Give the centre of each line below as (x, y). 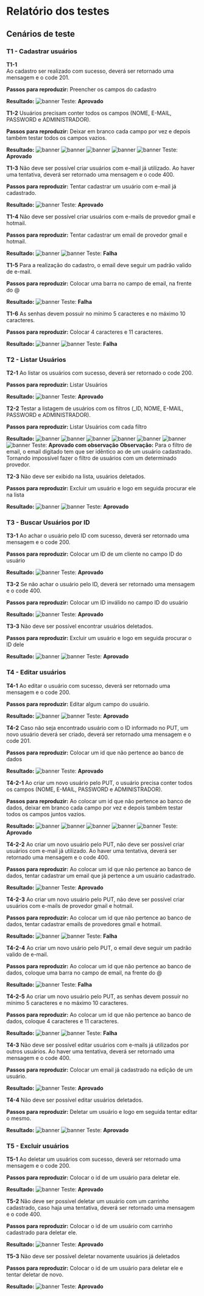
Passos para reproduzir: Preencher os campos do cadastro (81, 89)
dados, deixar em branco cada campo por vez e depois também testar (95, 808)
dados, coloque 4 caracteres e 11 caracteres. (62, 1021)
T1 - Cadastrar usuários (42, 51)
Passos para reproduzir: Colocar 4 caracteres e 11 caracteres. (85, 332)
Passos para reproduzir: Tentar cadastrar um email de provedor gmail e (97, 235)
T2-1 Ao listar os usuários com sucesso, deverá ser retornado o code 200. (100, 373)
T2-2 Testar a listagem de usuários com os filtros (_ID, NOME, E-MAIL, (95, 408)
